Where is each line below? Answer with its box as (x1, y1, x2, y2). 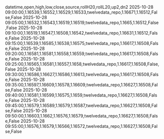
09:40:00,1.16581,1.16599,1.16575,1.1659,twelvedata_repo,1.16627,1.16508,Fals (5, 92, 158, 98)
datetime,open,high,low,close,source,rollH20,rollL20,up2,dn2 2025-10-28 (5, 4, 154, 10)
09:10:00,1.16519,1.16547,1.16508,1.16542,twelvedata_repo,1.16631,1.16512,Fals (5, 30, 158, 36)
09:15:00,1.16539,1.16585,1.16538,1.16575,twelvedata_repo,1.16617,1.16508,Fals (5, 40, 159, 46)
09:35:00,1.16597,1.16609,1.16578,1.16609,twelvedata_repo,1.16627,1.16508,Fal (5, 82, 158, 87)
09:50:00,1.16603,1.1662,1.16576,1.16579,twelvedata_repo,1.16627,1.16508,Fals (5, 113, 158, 119)
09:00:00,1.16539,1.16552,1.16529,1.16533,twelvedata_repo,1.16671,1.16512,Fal (5, 9, 158, 15)
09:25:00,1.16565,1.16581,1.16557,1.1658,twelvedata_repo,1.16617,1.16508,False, (5, 61, 160, 67)
